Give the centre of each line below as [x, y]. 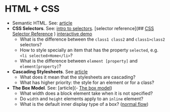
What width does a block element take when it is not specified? [86, 93]
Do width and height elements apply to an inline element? [81, 99]
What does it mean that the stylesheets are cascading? [78, 77]
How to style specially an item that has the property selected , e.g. [89, 50]
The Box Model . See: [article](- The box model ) [62, 88]
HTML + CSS [32, 9]
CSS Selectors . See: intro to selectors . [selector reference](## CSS [83, 28]
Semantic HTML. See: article [42, 23]
